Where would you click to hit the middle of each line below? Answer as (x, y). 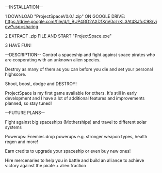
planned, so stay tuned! (29, 103)
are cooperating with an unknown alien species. (53, 60)
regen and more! (22, 142)
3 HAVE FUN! (18, 45)
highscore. (16, 74)
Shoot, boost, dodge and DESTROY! (41, 84)
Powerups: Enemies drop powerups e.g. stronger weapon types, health (76, 137)
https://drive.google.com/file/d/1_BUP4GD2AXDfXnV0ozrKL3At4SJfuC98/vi (81, 22)
